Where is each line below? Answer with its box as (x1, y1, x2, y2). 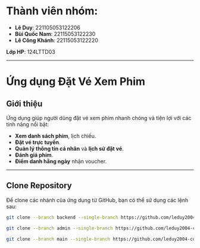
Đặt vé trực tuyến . (14, 139, 61, 146)
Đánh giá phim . (14, 151, 54, 158)
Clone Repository (6, 180, 73, 191)
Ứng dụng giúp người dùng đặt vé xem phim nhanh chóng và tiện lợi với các (6, 114, 192, 121)
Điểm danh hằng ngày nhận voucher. (14, 157, 107, 165)
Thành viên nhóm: (6, 4, 98, 18)
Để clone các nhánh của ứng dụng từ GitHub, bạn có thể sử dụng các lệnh (6, 196, 189, 204)
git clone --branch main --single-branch (6, 236, 111, 242)
